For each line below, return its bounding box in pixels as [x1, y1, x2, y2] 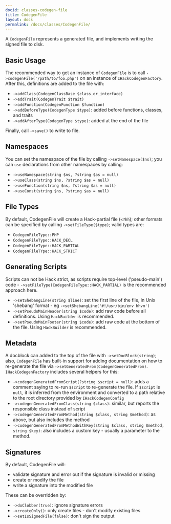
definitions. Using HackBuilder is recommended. [12, 313, 115, 319]
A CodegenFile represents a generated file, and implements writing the [5, 36, 154, 42]
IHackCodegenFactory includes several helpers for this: [5, 369, 119, 375]
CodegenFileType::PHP [12, 232, 59, 237]
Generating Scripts [5, 263, 67, 271]
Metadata [5, 339, 37, 347]
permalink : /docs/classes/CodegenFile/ [5, 21, 91, 27]
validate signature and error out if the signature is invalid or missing [12, 471, 155, 477]
